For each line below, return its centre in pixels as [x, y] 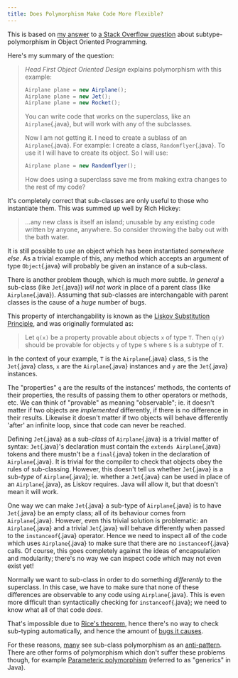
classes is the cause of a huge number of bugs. [77, 302]
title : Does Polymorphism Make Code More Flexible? [85, 14]
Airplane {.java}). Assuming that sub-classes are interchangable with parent [118, 295]
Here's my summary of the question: [61, 55]
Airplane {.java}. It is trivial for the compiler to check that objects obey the [115, 461]
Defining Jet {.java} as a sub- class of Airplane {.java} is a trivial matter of [113, 439]
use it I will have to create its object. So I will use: [96, 153]
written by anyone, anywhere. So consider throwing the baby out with [126, 230]
